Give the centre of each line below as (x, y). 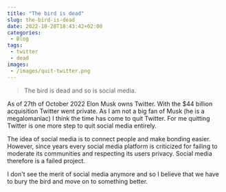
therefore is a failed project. (46, 160)
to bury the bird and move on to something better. (78, 181)
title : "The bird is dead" (46, 13)
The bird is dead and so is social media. (80, 91)
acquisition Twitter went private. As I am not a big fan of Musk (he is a (106, 111)
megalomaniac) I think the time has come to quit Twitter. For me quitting (109, 118)
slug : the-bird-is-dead (41, 20)
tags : (15, 45)
